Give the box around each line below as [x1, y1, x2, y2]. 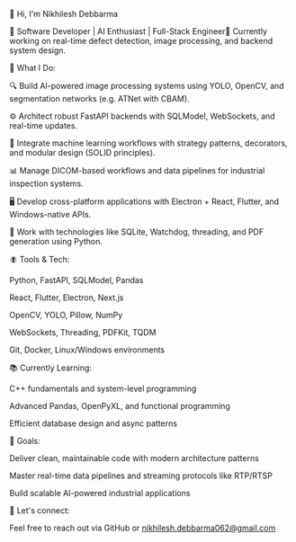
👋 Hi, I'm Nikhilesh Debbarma [9, 9, 119, 19]
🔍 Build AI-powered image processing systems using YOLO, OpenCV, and [9, 81, 285, 91]
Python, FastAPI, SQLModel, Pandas [9, 275, 144, 285]
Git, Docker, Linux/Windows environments [9, 344, 166, 355]
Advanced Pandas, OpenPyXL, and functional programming [9, 401, 231, 411]
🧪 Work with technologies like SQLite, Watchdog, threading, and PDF [9, 227, 264, 237]
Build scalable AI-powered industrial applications [9, 488, 191, 498]
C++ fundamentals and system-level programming [9, 383, 197, 394]
